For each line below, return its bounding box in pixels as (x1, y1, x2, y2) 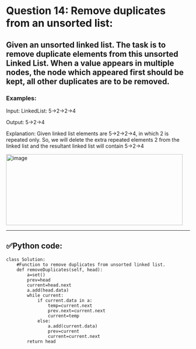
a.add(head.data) (27, 287, 69, 293)
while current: (27, 292, 64, 298)
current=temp (47, 313, 80, 319)
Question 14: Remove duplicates (6, 4, 166, 18)
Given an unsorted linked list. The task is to (6, 40, 166, 50)
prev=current (47, 328, 80, 334)
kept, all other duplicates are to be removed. (6, 76, 170, 86)
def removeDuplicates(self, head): (16, 266, 103, 273)
